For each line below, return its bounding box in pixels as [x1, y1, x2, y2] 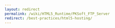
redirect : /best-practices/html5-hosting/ [4, 16, 92, 20]
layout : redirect [4, 7, 40, 12]
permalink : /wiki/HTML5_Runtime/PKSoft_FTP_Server [4, 11, 110, 16]
